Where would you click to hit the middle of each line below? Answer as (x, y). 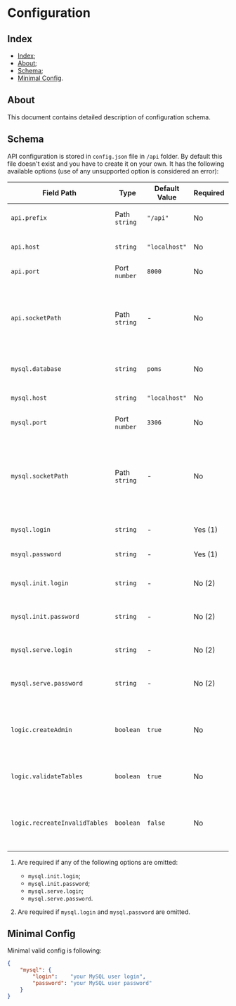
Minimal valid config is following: (54, 951)
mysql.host (29, 398)
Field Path (59, 192)
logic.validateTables (47, 776)
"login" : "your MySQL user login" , (89, 977)
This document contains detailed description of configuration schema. (109, 117)
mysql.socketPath (40, 476)
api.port (25, 271)
